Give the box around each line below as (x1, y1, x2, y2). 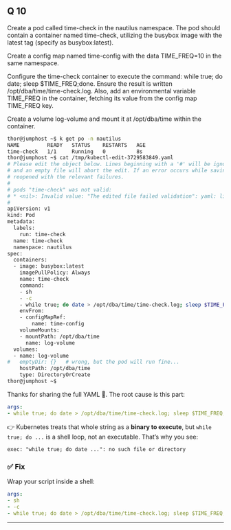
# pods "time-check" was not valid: (7, 186, 112, 193)
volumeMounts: (19, 327, 60, 334)
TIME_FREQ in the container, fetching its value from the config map (7, 94, 197, 102)
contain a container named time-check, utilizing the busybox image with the (7, 31, 222, 39)
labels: (13, 224, 36, 232)
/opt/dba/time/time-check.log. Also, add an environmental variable (7, 87, 196, 95)
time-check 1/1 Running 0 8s (7, 148, 143, 155)
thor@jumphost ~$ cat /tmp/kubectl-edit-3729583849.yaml (7, 154, 174, 161)
